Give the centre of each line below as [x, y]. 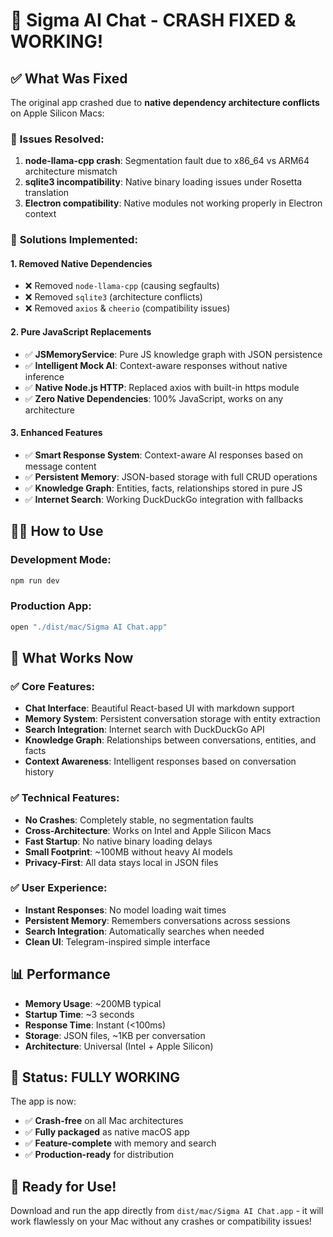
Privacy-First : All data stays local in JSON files [121, 862]
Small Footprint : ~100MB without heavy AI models [128, 851]
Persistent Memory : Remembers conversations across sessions [157, 920]
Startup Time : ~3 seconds [79, 1014]
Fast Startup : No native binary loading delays [118, 841]
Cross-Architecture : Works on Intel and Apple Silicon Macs [148, 830]
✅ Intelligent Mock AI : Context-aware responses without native [156, 365]
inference [44, 376]
